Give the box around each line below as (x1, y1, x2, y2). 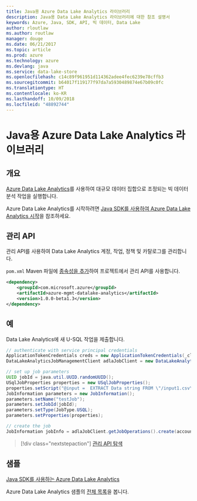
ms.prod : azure (6, 52, 43, 58)
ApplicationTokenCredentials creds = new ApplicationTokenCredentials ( (6, 353, 185, 359)
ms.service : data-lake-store (6, 69, 77, 75)
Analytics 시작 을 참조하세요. (6, 212, 71, 219)
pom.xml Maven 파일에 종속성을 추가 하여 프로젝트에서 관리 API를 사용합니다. (6, 268, 181, 275)
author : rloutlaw (6, 25, 49, 31)
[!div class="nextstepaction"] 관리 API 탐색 (20, 440, 123, 447)
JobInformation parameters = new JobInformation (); (6, 391, 135, 396)
